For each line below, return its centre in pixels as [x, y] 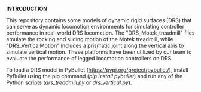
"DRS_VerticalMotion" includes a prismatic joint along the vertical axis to [95, 45]
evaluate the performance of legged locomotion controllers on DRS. [90, 58]
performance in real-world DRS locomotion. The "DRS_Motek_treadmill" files [100, 33]
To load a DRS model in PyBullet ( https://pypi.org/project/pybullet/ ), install [97, 70]
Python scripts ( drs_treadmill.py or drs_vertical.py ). [69, 82]
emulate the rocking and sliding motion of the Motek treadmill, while [90, 39]
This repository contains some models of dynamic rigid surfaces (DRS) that [99, 20]
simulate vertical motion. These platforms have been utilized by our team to [99, 52]
